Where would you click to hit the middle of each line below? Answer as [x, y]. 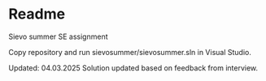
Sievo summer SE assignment [58, 36]
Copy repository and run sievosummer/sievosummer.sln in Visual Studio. [130, 52]
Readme [37, 14]
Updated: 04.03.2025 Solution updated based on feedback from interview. [133, 68]
